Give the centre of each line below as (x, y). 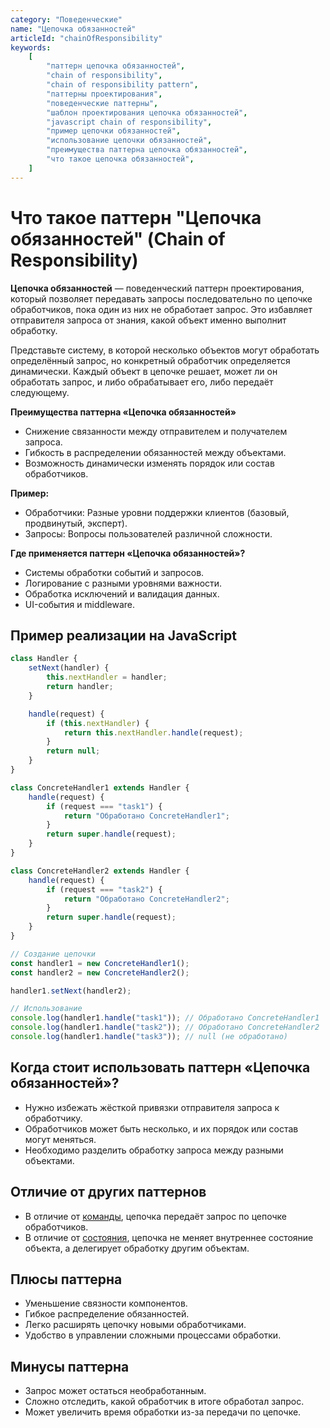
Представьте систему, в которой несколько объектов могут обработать (165, 350)
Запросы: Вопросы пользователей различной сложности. (148, 533)
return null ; (73, 751)
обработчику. (53, 1118)
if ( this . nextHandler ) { (98, 723)
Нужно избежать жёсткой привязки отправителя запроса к (152, 1107)
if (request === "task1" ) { (104, 806)
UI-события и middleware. (80, 604)
